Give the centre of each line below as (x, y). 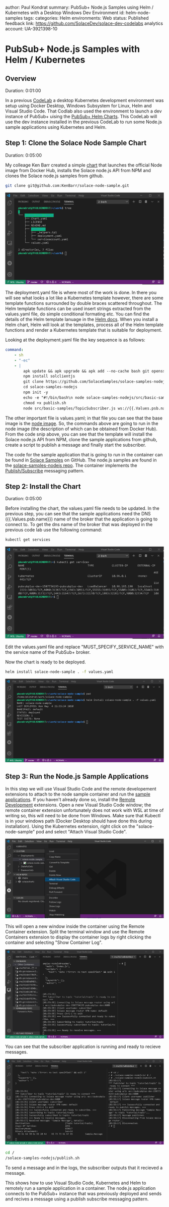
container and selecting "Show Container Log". (54, 942)
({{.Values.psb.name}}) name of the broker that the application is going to (81, 519)
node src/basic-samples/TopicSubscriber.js (69, 408)
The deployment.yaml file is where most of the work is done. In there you (81, 293)
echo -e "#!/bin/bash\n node (54, 398)
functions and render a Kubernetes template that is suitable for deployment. (84, 330)
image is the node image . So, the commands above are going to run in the (82, 423)
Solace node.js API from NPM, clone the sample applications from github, (81, 439)
